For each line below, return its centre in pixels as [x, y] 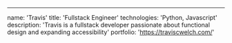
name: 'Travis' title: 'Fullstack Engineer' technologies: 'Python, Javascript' [112, 17]
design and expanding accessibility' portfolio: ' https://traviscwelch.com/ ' [111, 32]
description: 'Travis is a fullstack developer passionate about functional [109, 25]
